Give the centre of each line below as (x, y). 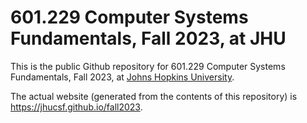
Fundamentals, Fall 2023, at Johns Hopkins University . (122, 77)
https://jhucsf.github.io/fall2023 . (76, 107)
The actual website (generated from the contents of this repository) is (154, 96)
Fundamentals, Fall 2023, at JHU (148, 38)
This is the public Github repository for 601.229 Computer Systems (148, 66)
